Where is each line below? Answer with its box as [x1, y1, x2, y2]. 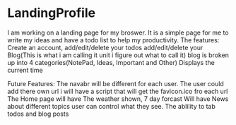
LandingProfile [7, 5, 96, 21]
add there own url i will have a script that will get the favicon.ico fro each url [7, 87, 228, 95]
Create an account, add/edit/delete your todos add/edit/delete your [7, 43, 203, 52]
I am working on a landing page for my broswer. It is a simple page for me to [7, 28, 229, 37]
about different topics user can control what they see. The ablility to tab [7, 102, 216, 110]
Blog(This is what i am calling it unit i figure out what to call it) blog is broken [7, 51, 230, 59]
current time [7, 66, 44, 74]
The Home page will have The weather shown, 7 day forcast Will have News [7, 94, 229, 103]
